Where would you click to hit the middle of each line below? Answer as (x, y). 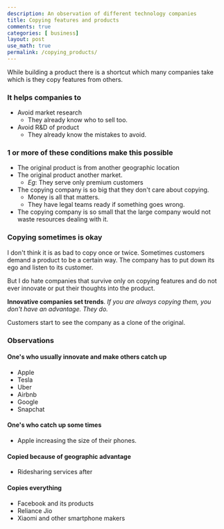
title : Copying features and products (63, 20)
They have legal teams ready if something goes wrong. (106, 205)
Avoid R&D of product (48, 127)
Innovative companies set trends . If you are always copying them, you (109, 301)
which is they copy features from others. (65, 79)
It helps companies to (44, 97)
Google (28, 402)
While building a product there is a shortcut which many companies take (110, 72)
